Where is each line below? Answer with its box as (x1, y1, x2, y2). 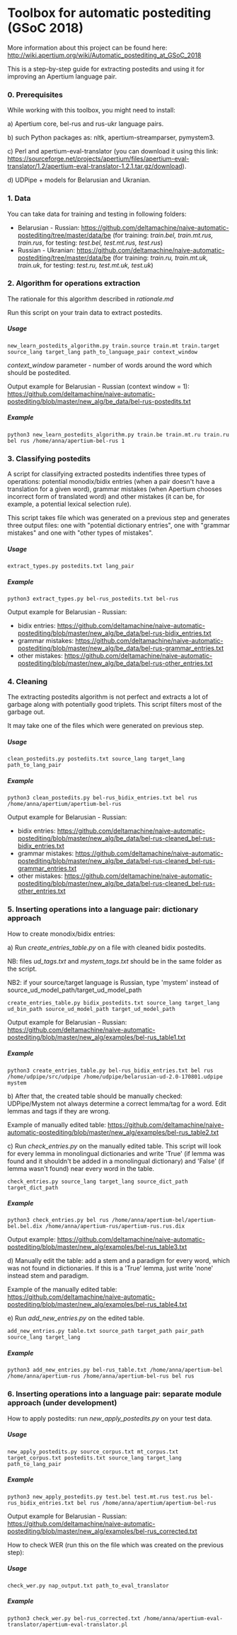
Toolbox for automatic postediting (7, 5, 212, 21)
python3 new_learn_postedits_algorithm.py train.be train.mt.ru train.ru (7, 431, 230, 438)
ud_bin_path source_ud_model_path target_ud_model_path (7, 1005, 175, 1012)
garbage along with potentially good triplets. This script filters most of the (7, 700, 222, 709)
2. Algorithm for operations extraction (7, 278, 141, 288)
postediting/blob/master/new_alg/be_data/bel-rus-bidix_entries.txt (17, 629, 212, 637)
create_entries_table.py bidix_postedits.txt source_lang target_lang (7, 999, 220, 1006)
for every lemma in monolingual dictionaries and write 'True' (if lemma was (7, 1149, 225, 1157)
